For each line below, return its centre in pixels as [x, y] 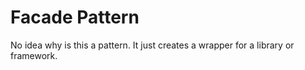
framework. [34, 55]
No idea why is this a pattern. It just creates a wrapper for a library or [152, 45]
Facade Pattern [75, 17]
